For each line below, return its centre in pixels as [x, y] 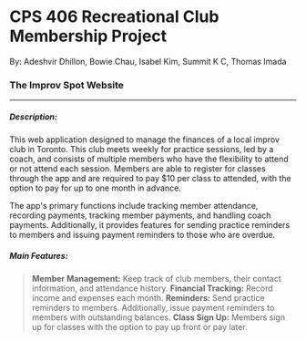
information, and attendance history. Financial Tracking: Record [152, 288]
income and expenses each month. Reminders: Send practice [148, 298]
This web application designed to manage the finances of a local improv [145, 139]
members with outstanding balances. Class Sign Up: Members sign [158, 317]
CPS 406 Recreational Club [114, 17]
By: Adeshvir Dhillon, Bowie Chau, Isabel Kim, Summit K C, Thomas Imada [148, 61]
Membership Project [88, 36]
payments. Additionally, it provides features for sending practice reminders [150, 225]
